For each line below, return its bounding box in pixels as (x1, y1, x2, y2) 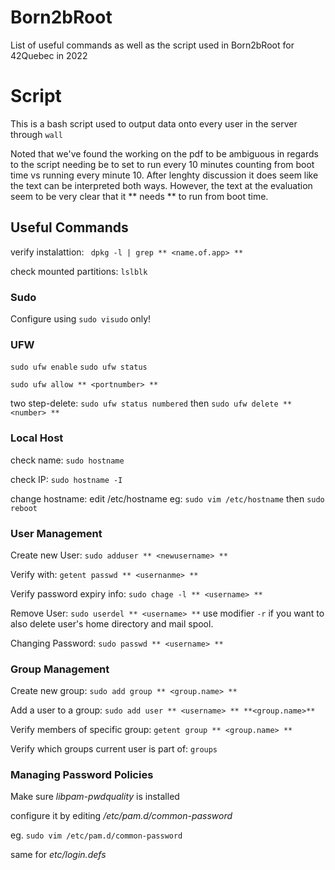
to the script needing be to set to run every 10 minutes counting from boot (10, 158, 315, 170)
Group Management (10, 662, 110, 676)
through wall (10, 128, 64, 140)
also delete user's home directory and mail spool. (10, 617, 214, 630)
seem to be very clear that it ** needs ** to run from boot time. (10, 190, 269, 202)
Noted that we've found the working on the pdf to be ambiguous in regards (10, 147, 319, 160)
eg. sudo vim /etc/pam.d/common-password (10, 829, 183, 841)
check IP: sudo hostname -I (10, 473, 123, 485)
